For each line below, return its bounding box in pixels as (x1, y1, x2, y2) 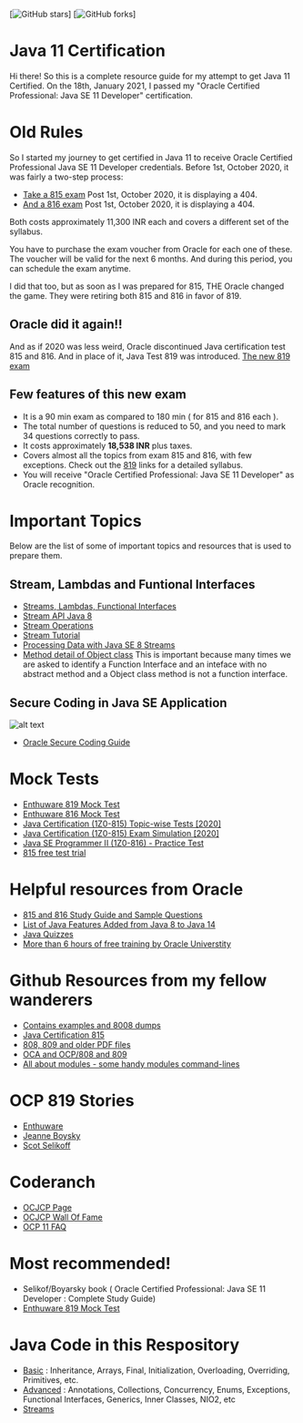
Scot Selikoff (22, 1140, 71, 1151)
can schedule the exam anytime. (9, 262, 132, 273)
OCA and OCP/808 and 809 (22, 1049, 127, 1060)
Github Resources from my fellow (9, 970, 268, 991)
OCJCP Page (22, 1202, 73, 1213)
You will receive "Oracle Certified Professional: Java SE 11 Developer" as (22, 469, 295, 480)
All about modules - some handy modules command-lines (22, 1058, 240, 1070)
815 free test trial (22, 847, 86, 858)
